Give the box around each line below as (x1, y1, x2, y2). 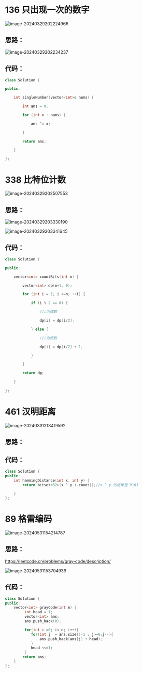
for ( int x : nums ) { (22, 112, 66, 118)
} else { (30, 327, 49, 332)
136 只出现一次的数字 (5, 4, 89, 16)
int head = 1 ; (24, 609, 53, 615)
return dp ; (22, 370, 44, 376)
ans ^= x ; (30, 121, 51, 126)
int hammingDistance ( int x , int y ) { (14, 478, 90, 483)
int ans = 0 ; (22, 104, 49, 109)
